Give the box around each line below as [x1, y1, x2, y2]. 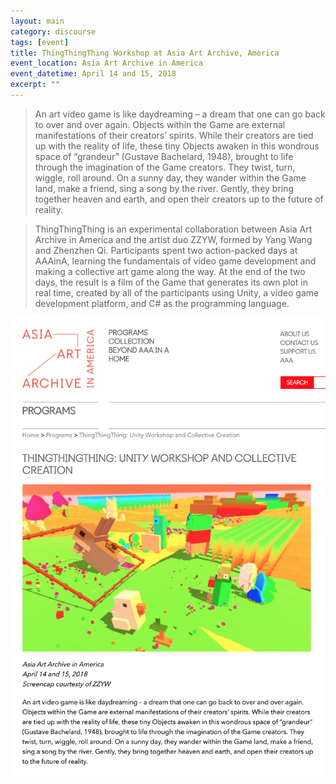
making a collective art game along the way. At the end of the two [34, 265, 306, 277]
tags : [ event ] [10, 37, 70, 47]
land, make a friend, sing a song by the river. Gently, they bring [34, 182, 295, 194]
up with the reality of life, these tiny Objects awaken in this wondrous [34, 140, 320, 152]
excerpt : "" [10, 80, 60, 90]
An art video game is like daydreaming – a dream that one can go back [34, 108, 326, 120]
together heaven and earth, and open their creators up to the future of [34, 193, 324, 205]
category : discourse [10, 26, 97, 37]
